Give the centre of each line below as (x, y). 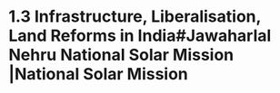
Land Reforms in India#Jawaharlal (140, 36)
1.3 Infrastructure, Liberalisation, (135, 17)
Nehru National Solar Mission (121, 55)
